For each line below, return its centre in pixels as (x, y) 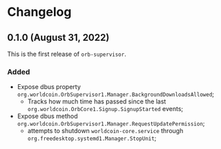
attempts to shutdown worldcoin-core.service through (105, 131)
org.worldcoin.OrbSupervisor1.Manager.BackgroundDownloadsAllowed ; (116, 95)
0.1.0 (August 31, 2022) (58, 38)
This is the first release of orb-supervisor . (67, 54)
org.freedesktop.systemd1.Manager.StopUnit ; (92, 138)
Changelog (39, 12)
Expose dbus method (47, 116)
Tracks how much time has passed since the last (97, 101)
